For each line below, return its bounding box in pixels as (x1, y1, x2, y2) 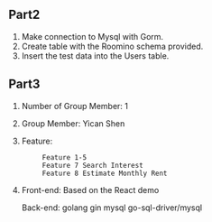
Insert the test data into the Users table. (21, 50, 170, 61)
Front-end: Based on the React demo (21, 184, 160, 195)
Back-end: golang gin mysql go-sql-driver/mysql (21, 202, 203, 213)
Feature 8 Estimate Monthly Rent (41, 169, 168, 178)
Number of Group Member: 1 (21, 100, 128, 111)
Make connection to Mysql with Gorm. (21, 31, 164, 42)
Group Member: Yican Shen (21, 117, 125, 129)
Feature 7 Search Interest (41, 161, 143, 170)
